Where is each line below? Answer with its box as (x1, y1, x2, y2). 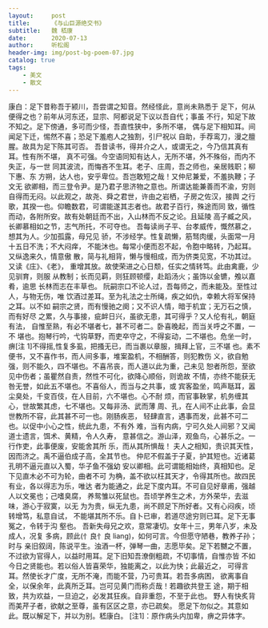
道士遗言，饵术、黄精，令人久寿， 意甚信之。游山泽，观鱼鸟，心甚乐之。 (8, 431, 249, 440)
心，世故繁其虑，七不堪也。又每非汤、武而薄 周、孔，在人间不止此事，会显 (8, 401, 256, 411)
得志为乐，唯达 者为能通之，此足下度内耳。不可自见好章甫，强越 (42, 481, 256, 491)
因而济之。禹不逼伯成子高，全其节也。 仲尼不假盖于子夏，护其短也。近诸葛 (8, 451, 256, 460)
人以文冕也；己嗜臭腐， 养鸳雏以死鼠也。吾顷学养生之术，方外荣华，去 (8, 491, 242, 500)
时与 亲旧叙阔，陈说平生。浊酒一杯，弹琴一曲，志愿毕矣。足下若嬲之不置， (8, 541, 256, 550)
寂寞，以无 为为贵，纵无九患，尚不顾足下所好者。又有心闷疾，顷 (42, 501, 256, 511)
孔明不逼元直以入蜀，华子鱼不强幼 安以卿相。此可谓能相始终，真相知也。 (8, 461, 249, 471)
